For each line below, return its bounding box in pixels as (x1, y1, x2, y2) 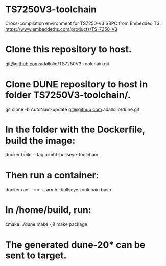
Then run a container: (5, 169, 99, 181)
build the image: (5, 135, 76, 146)
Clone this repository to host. (5, 44, 132, 56)
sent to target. (5, 250, 67, 261)
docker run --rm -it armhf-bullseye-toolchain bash (5, 186, 111, 192)
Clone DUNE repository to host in (5, 78, 148, 90)
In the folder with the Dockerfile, (5, 124, 146, 136)
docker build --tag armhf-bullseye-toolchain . (5, 151, 101, 157)
